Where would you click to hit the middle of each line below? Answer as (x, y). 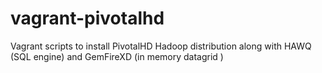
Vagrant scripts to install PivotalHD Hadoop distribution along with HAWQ (161, 46)
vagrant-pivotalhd (87, 18)
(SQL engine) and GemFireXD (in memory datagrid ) (117, 56)
